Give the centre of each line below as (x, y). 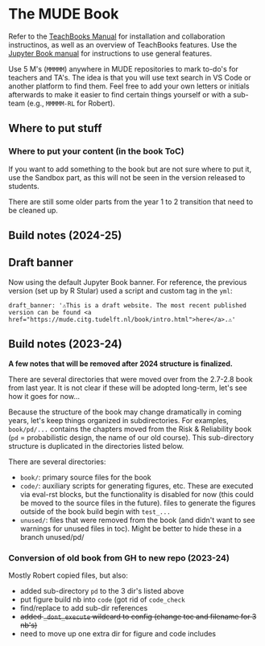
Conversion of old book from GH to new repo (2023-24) (119, 558)
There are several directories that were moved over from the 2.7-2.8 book (130, 379)
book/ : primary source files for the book (85, 477)
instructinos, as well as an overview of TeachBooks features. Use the (123, 44)
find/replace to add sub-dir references (84, 607)
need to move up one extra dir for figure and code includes (118, 633)
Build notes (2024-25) (65, 235)
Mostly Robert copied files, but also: (68, 575)
